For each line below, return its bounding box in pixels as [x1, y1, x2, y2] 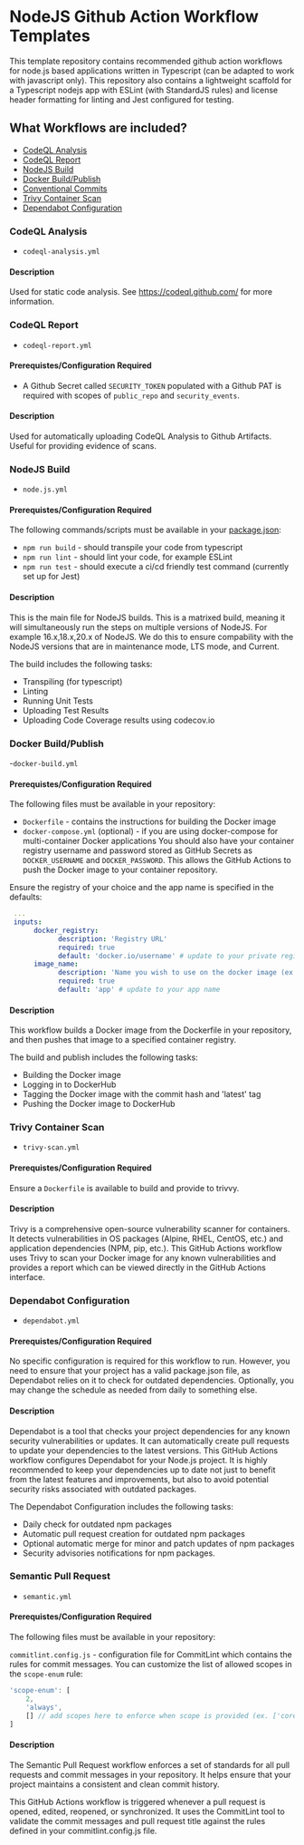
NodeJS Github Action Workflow [9, 6, 260, 27]
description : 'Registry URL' [57, 934, 168, 944]
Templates [9, 25, 90, 46]
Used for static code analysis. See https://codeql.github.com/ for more [9, 286, 273, 297]
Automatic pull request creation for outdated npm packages [22, 1528, 246, 1539]
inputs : [13, 918, 43, 927]
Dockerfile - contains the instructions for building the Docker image [22, 816, 277, 827]
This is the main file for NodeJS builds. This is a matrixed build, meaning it [9, 612, 286, 623]
